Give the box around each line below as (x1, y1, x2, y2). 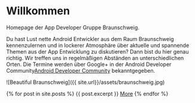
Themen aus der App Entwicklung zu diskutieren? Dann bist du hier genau (6, 48, 189, 55)
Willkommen (6, 4, 70, 18)
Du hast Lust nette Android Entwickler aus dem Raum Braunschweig (6, 35, 175, 42)
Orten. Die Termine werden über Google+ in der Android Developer (6, 61, 172, 68)
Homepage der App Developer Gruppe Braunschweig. (6, 24, 139, 31)
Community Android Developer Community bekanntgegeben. (6, 67, 156, 74)
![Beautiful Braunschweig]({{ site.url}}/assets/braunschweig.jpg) (6, 79, 165, 86)
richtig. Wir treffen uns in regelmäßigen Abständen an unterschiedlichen (6, 54, 184, 61)
